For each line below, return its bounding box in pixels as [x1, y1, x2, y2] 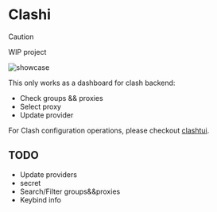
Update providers [19, 169, 78, 179]
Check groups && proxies [19, 93, 103, 102]
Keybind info [19, 195, 62, 204]
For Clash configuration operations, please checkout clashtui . [8, 125, 210, 135]
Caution [8, 32, 34, 41]
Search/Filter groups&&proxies [19, 187, 121, 196]
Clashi [8, 6, 52, 24]
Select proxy [19, 102, 62, 111]
